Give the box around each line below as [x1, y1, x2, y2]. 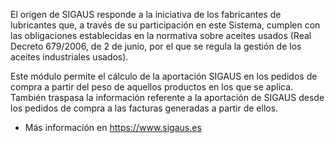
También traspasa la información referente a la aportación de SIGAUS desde [10, 92, 325, 103]
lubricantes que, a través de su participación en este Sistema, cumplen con [10, 19, 321, 31]
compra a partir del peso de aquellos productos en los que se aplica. [10, 81, 294, 93]
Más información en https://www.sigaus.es [24, 122, 202, 133]
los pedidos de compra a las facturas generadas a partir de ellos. [10, 102, 279, 114]
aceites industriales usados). [10, 51, 129, 63]
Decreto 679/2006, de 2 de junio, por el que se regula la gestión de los [10, 40, 302, 52]
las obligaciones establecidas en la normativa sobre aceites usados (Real [10, 30, 312, 41]
